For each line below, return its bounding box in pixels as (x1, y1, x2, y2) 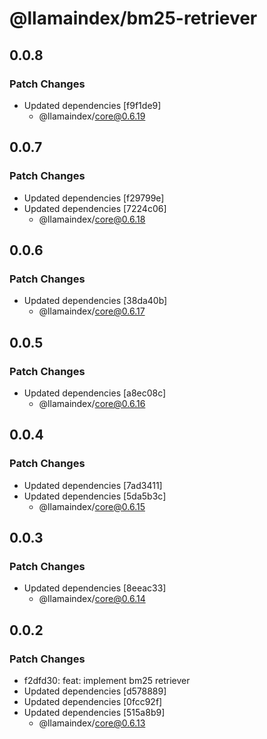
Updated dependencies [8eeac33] (23, 582, 167, 594)
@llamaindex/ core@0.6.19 (38, 110, 146, 122)
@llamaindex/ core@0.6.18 (38, 213, 146, 225)
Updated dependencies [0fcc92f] (23, 696, 163, 707)
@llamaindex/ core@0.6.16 (38, 397, 146, 409)
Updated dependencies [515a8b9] (23, 707, 166, 718)
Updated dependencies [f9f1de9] (23, 99, 162, 111)
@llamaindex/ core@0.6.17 (38, 305, 146, 317)
